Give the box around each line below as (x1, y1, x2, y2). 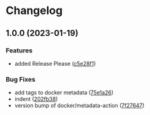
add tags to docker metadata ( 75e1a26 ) (14, 89, 114, 96)
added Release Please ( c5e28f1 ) (14, 60, 96, 67)
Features (5, 46, 33, 55)
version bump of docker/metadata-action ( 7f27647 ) (14, 102, 145, 110)
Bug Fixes (5, 75, 36, 83)
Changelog (5, 4, 63, 18)
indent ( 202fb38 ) (14, 96, 59, 103)
